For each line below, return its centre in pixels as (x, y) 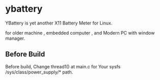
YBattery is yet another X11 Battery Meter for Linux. (59, 23)
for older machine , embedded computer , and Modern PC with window (80, 33)
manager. (15, 38)
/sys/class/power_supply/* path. (39, 72)
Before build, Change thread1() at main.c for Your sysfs (63, 66)
